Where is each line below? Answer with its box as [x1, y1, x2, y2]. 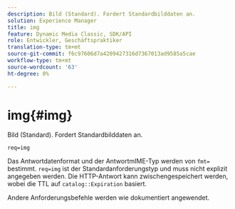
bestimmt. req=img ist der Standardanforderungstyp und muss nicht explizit [7, 165, 228, 173]
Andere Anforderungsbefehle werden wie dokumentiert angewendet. [7, 193, 210, 202]
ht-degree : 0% [7, 70, 50, 77]
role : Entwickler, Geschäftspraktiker [7, 37, 122, 44]
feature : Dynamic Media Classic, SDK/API [7, 30, 132, 38]
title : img [7, 24, 40, 31]
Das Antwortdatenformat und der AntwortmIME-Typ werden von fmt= [7, 157, 210, 165]
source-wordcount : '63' [7, 63, 78, 71]
